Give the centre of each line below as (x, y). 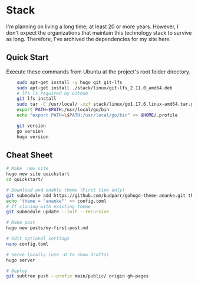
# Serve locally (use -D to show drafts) (58, 254)
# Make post (21, 223)
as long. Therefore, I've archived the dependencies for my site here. (89, 39)
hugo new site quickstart (38, 174)
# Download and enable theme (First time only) (66, 190)
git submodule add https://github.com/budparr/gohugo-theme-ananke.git (96, 195)
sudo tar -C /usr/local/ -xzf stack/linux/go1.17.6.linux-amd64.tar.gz (106, 104)
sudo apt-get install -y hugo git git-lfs (70, 82)
